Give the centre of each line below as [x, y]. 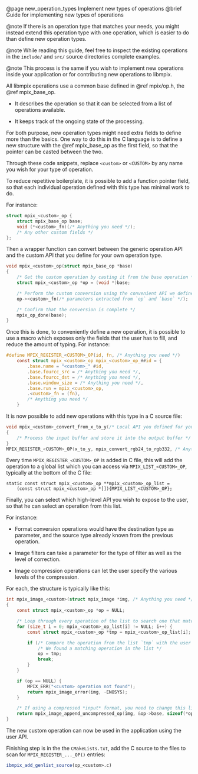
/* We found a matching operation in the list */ [100, 648]
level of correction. [37, 559]
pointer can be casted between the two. [55, 151]
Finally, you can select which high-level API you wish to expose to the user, [97, 500]
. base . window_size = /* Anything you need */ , [85, 383]
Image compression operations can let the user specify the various [96, 571]
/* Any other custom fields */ [55, 232]
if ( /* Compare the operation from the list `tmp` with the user [109, 643]
